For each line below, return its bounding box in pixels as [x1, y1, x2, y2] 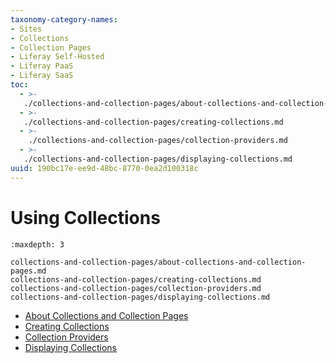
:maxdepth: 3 [10, 239, 65, 250]
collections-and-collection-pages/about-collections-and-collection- [10, 257, 307, 267]
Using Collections [10, 206, 161, 229]
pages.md [10, 266, 47, 276]
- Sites [10, 24, 43, 34]
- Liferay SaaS [10, 71, 74, 81]
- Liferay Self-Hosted [10, 52, 105, 62]
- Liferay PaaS [10, 61, 74, 71]
